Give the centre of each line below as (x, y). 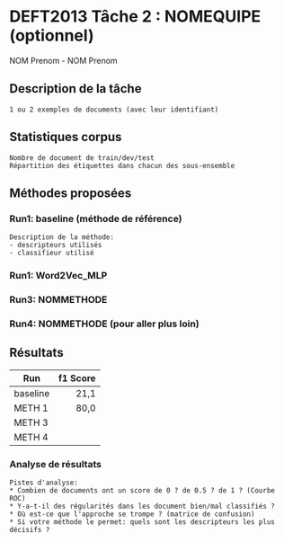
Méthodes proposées (71, 193)
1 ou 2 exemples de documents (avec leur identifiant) (114, 110)
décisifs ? (30, 530)
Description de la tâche (75, 89)
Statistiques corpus (66, 137)
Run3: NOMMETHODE (58, 300)
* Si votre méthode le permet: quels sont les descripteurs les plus (142, 522)
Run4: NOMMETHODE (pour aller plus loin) (104, 324)
